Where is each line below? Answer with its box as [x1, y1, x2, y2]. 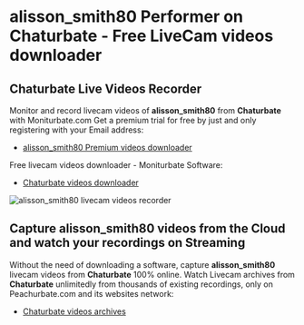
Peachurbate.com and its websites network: [9, 288, 174, 299]
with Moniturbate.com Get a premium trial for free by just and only [9, 115, 257, 125]
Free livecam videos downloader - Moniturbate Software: [9, 160, 223, 170]
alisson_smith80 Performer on [9, 6, 243, 27]
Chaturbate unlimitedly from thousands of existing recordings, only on [9, 279, 274, 290]
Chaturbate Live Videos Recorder [9, 81, 202, 96]
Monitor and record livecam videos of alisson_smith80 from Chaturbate [9, 105, 281, 115]
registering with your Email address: [9, 124, 144, 135]
